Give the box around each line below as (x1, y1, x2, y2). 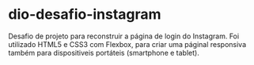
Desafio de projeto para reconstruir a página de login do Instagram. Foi (8, 31, 240, 41)
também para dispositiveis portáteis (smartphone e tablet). (8, 48, 199, 57)
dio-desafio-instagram (8, 5, 161, 23)
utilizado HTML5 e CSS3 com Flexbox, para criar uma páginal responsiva (8, 39, 247, 49)
